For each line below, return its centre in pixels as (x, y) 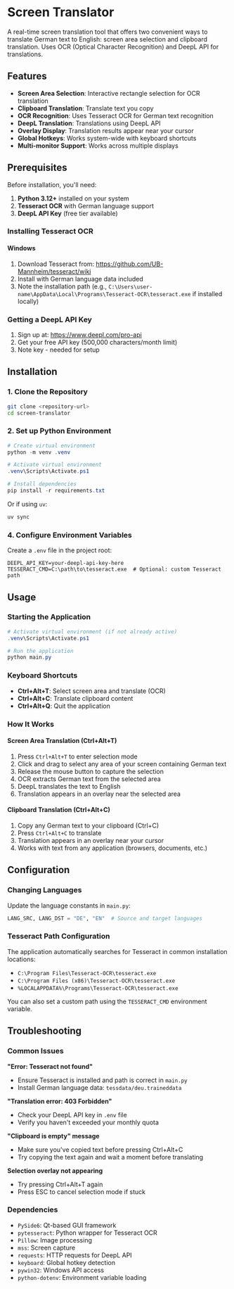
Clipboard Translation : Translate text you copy (85, 108)
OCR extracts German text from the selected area (89, 779)
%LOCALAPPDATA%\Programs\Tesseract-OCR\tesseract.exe (98, 988)
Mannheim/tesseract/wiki (54, 271)
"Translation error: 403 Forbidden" (60, 1101)
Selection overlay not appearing (55, 1170)
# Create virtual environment (52, 445)
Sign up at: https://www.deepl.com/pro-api (79, 334)
